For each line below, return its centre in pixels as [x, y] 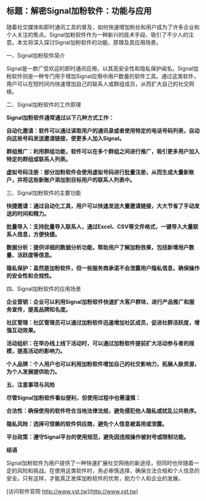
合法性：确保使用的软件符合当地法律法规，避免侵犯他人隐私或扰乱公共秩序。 [103, 411]
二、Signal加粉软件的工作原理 [44, 104]
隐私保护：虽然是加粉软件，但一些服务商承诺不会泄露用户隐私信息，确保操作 [103, 268]
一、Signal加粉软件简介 [36, 55]
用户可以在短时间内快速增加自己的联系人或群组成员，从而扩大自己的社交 [97, 83]
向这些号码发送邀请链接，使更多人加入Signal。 [66, 138]
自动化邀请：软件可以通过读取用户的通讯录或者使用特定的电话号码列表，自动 [103, 130]
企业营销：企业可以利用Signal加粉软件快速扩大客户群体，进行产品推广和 [98, 301]
